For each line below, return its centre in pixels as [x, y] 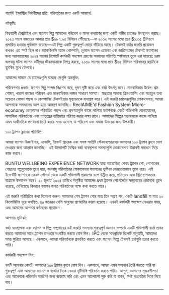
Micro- [139, 105]
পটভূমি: [11, 23]
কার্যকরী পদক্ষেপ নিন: [20, 255]
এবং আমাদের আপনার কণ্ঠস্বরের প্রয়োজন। [34, 207]
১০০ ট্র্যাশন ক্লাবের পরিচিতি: [24, 132]
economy [15, 110]
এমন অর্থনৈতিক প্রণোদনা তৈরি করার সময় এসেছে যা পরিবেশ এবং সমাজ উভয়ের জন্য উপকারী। [71, 121]
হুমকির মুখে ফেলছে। [20, 67]
